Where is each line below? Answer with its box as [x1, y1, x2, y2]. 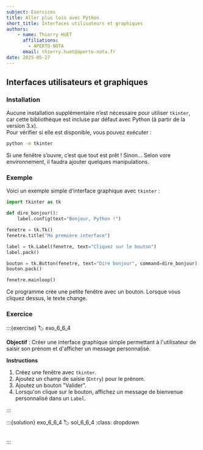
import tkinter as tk [6, 199, 62, 205]
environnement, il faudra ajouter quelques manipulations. [6, 158, 149, 166]
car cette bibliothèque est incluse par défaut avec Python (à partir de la [6, 116, 186, 123]
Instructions [6, 356, 38, 364]
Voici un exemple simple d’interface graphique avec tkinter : [6, 187, 160, 194]
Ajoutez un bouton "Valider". [15, 382, 87, 389]
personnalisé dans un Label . [15, 394, 87, 402]
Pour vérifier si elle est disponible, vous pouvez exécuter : [6, 129, 152, 136]
